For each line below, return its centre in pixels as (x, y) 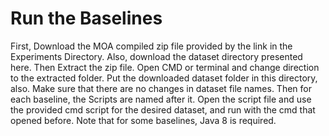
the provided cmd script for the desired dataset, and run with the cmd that (163, 109)
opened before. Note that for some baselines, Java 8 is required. (143, 120)
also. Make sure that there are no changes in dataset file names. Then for (161, 88)
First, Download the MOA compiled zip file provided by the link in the (151, 46)
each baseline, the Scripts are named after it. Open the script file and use (161, 99)
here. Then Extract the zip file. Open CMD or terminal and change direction (165, 67)
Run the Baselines (86, 18)
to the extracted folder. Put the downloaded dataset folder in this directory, (164, 78)
